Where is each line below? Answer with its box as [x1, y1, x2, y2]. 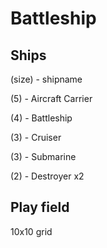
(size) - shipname [10, 73, 83, 85]
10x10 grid [10, 225, 53, 237]
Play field [10, 199, 70, 216]
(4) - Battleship [10, 112, 73, 124]
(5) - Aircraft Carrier [10, 93, 93, 104]
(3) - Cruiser [10, 132, 62, 143]
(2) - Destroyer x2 [10, 170, 85, 182]
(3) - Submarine [10, 151, 77, 162]
